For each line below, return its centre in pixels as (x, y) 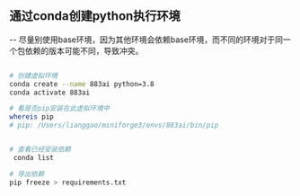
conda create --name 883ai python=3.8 (82, 84)
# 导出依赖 (27, 174)
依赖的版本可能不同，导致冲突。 (84, 50)
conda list (33, 157)
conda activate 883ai (50, 93)
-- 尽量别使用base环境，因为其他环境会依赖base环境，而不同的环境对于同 (146, 40)
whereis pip (31, 117)
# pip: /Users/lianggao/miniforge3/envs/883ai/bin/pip (114, 125)
